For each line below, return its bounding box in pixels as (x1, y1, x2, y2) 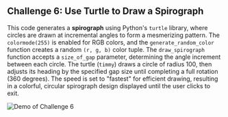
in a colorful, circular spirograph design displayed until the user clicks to (7, 81, 211, 90)
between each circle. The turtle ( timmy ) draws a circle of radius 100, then (7, 60, 212, 68)
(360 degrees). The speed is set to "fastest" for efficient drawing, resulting (7, 75, 218, 83)
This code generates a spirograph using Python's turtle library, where (7, 23, 208, 31)
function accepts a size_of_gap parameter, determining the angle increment (7, 53, 221, 61)
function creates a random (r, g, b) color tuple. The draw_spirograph (7, 45, 205, 53)
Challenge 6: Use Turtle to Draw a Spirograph (7, 5, 204, 17)
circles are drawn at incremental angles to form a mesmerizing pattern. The (7, 31, 220, 39)
